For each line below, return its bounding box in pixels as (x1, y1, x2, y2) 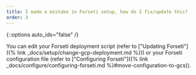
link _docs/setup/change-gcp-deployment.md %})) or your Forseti (17, 49, 183, 56)
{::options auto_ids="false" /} (6, 31, 79, 38)
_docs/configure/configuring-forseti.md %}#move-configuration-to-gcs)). (6, 61, 192, 69)
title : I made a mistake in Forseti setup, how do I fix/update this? (6, 8, 188, 15)
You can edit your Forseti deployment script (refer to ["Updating (6, 43, 166, 50)
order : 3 (6, 14, 28, 20)
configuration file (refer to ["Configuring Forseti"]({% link (6, 55, 148, 62)
